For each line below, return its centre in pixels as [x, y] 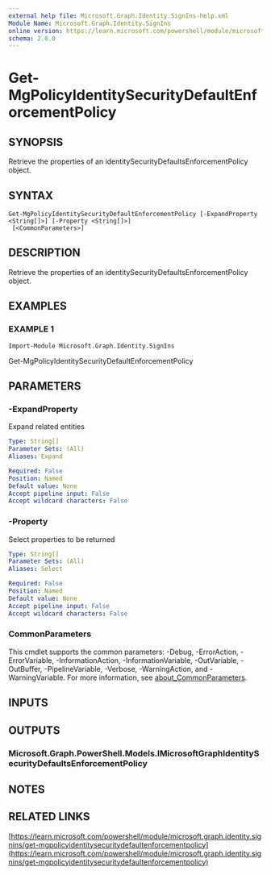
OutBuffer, [25, 669]
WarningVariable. [37, 677]
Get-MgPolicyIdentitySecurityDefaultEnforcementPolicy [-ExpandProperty [133, 215]
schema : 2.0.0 [32, 38]
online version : [35, 31]
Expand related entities [46, 427]
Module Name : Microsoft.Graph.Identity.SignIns [90, 23]
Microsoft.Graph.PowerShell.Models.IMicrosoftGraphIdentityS [134, 753]
